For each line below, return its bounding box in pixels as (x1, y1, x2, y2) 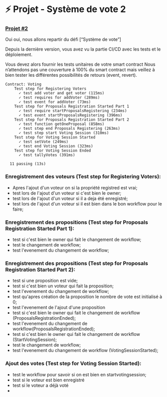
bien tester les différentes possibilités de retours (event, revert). (5, 72, 137, 78)
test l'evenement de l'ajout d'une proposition (12, 305, 106, 311)
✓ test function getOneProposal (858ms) (18, 122, 105, 127)
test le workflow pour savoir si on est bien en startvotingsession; (12, 371, 147, 377)
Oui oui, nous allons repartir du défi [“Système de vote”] (5, 36, 122, 42)
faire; (12, 206, 24, 212)
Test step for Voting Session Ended (14, 148, 92, 154)
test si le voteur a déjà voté (12, 382, 69, 388)
